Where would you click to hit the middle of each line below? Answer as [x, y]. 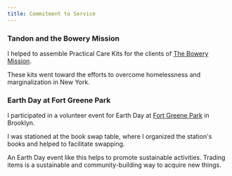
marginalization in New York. [49, 82]
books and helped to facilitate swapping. [66, 144]
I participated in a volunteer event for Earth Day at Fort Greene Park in [108, 116]
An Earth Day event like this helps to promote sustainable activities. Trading [116, 158]
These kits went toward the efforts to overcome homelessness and [104, 74]
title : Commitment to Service [52, 14]
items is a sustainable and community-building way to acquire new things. [114, 165]
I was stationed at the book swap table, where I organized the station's [110, 137]
